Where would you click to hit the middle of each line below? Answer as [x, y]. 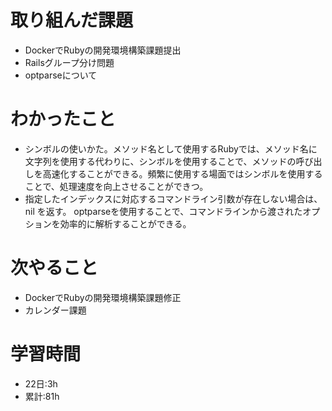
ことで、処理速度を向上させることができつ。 [116, 186]
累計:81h [42, 396]
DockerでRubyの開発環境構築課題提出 [103, 50]
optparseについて [61, 75]
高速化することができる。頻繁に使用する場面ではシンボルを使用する [182, 173]
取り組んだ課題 [72, 20]
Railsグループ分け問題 [69, 62]
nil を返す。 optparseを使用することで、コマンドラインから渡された [163, 211]
